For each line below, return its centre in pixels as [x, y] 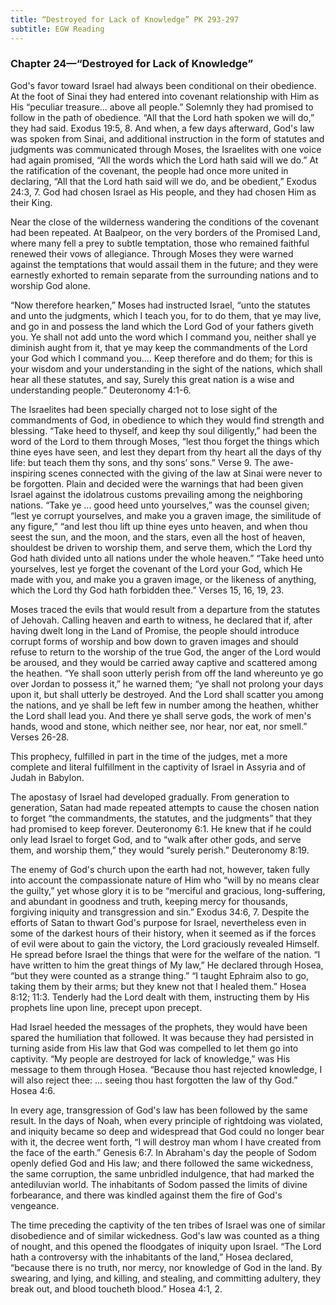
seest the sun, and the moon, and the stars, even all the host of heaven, [158, 537]
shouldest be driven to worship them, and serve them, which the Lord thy [161, 547]
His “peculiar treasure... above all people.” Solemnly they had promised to [162, 107]
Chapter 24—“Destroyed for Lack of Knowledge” [132, 64]
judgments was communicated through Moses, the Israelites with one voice [166, 149]
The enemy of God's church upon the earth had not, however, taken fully [160, 869]
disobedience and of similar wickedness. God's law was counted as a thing [165, 1235]
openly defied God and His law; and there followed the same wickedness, [162, 1163]
